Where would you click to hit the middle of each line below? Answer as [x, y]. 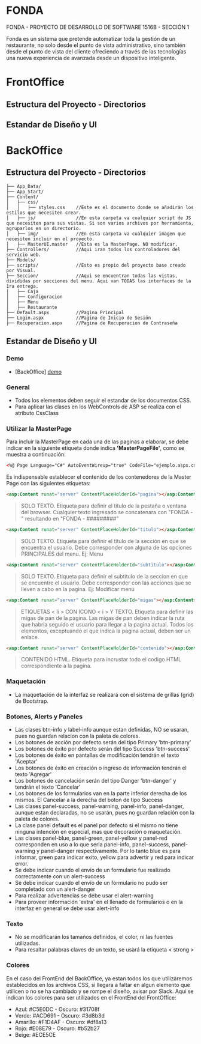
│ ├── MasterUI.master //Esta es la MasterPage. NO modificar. [92, 244]
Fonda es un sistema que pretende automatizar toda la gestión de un [91, 38]
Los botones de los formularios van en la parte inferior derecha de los [101, 794]
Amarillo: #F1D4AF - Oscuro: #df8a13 [61, 1022]
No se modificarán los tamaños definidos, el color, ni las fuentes [94, 937]
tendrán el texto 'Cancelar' [48, 787]
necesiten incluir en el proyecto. [51, 239]
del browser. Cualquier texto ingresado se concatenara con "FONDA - [107, 512]
